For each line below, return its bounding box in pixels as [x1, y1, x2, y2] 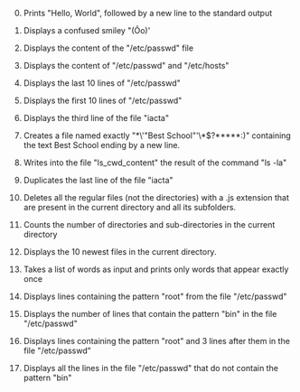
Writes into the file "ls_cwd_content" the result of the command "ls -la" [23, 157, 287, 168]
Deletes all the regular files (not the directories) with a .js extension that [23, 192, 290, 202]
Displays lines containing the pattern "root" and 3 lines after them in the [23, 336, 290, 346]
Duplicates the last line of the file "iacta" [23, 175, 174, 185]
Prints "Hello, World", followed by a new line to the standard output [23, 8, 273, 18]
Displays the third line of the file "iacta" [23, 113, 170, 123]
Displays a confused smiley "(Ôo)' [23, 25, 151, 35]
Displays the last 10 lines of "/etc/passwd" [23, 78, 181, 89]
